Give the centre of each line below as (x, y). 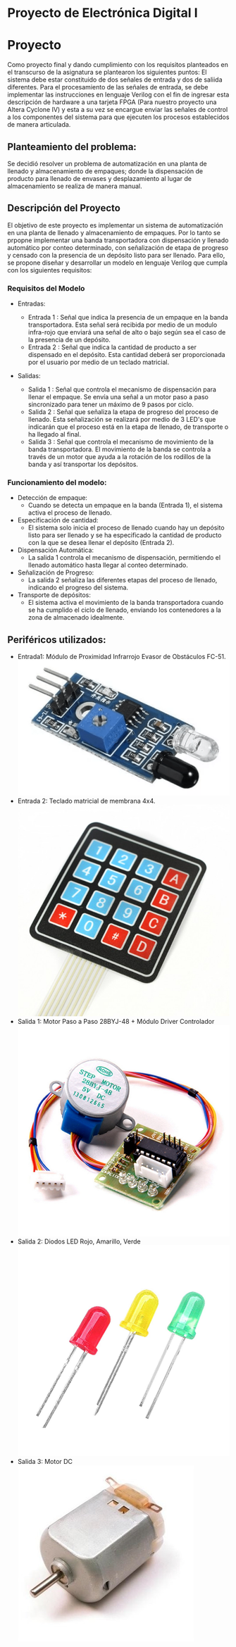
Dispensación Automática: (55, 550)
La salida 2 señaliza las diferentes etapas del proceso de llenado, (123, 580)
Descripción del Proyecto (64, 208)
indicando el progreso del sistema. (78, 588)
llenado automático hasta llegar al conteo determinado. (108, 565)
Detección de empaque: (52, 498)
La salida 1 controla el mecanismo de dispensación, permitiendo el (124, 558)
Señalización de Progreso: (56, 572)
